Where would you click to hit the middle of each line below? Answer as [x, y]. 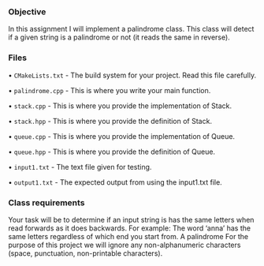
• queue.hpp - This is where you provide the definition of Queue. [112, 152]
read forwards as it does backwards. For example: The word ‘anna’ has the [129, 228]
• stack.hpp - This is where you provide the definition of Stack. [110, 121]
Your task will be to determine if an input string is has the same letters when [131, 219]
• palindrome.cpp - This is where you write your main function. [110, 90]
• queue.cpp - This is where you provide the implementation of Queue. [121, 136]
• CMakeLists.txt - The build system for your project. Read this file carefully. [132, 75]
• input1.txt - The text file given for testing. [80, 167]
